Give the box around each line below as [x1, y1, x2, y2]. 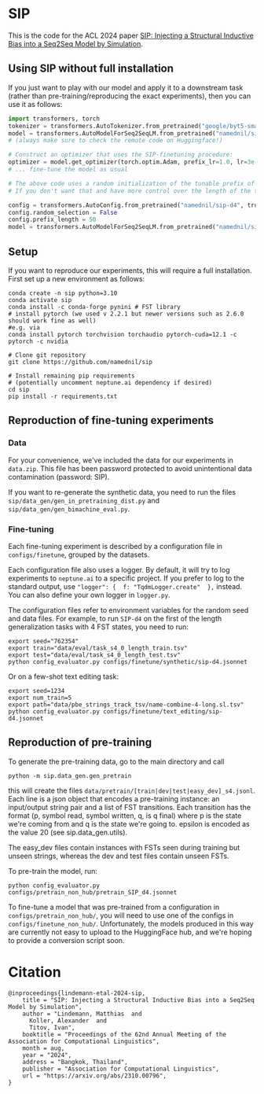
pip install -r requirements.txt [8, 392, 118, 400]
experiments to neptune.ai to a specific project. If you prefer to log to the [8, 573, 245, 583]
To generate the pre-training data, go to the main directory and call [8, 757, 225, 766]
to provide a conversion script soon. [8, 935, 125, 945]
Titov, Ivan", [28, 1023, 76, 1031]
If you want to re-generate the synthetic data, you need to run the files [8, 487, 236, 496]
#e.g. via [8, 323, 41, 331]
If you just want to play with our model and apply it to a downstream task [8, 83, 244, 92]
